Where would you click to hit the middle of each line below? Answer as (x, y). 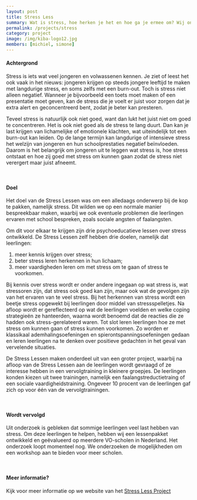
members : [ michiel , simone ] (40, 45)
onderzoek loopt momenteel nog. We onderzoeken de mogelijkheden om (94, 446)
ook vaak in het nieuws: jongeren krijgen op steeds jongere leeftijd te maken (98, 82)
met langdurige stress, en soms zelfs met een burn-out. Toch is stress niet (96, 89)
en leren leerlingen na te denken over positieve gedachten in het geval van (96, 341)
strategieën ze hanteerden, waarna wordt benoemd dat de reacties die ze (95, 316)
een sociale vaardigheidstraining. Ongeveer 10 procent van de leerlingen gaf (98, 384)
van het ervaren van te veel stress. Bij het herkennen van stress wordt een (96, 297)
